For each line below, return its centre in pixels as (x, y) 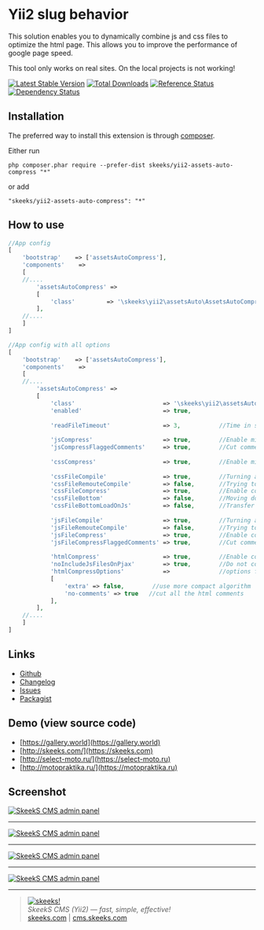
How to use (36, 225)
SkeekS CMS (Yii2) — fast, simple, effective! (99, 910)
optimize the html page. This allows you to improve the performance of (123, 44)
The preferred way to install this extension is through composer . (112, 135)
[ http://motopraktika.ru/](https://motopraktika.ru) (99, 767)
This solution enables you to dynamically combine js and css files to (118, 36)
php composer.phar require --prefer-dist (77, 165)
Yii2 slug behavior (68, 15)
